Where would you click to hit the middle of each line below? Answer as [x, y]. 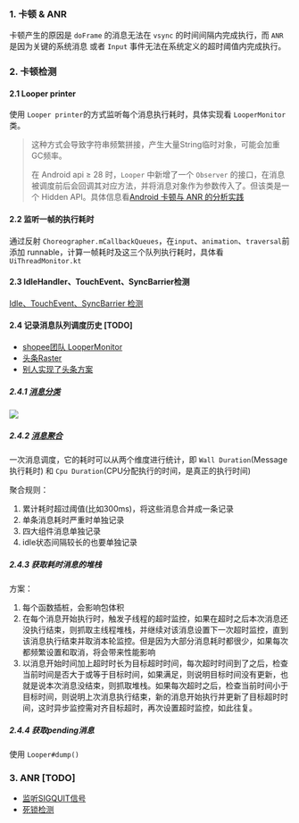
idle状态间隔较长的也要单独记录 [80, 542]
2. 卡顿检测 [33, 71]
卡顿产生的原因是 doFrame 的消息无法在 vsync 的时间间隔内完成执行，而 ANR [146, 35]
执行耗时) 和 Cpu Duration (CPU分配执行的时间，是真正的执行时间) [130, 470]
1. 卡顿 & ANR [38, 13]
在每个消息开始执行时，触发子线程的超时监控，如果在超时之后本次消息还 [155, 619]
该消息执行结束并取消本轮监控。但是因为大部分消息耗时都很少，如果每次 [155, 641]
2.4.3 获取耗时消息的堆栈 [56, 564]
